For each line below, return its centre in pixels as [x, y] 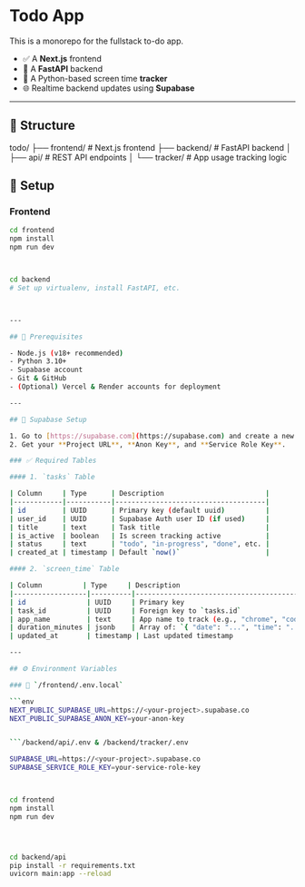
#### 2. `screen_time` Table [64, 569]
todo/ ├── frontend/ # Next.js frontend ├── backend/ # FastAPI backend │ [151, 147]
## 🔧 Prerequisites [46, 337]
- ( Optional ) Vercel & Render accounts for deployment [115, 387]
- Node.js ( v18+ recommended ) [67, 353]
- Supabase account [46, 370]
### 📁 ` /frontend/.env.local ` [67, 685]
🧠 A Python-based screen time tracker [95, 78]
